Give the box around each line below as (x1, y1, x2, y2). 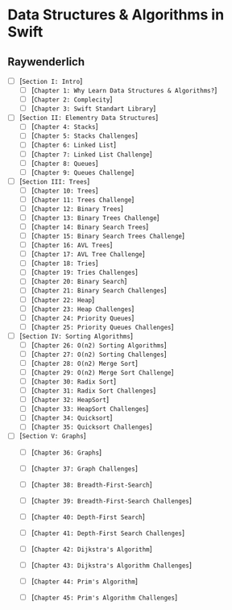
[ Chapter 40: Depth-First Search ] (31, 512, 146, 521)
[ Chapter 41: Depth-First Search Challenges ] (31, 528, 185, 537)
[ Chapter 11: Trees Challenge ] (31, 194, 135, 204)
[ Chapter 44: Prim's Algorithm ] (31, 576, 139, 586)
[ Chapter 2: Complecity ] (31, 94, 114, 104)
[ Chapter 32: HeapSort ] (31, 395, 110, 405)
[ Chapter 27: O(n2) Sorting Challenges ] (31, 349, 167, 359)
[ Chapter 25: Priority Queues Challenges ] (31, 322, 174, 331)
